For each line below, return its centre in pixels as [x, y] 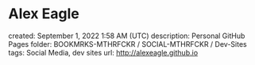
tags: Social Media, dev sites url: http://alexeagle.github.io [103, 52]
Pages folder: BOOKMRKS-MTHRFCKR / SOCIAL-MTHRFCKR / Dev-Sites [128, 44]
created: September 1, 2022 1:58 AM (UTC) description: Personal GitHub [127, 36]
